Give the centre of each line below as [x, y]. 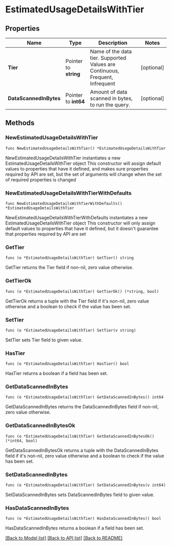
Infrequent [102, 83]
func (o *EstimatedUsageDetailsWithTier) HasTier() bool [67, 364]
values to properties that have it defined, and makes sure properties [77, 168]
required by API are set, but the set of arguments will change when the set [84, 174]
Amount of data [109, 92]
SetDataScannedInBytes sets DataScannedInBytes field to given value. [80, 495]
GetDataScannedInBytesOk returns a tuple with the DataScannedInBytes [82, 450]
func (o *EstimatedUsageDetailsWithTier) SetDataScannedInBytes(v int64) [86, 485]
